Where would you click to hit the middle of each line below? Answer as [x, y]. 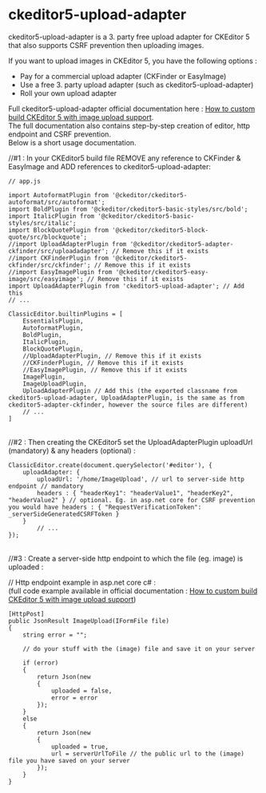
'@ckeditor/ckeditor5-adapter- [182, 244]
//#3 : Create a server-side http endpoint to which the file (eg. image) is [126, 558]
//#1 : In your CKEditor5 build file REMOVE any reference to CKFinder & [125, 158]
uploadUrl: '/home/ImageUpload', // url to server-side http [141, 479]
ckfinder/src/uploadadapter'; [59, 251]
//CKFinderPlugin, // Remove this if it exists [103, 363]
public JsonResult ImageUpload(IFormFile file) [89, 621]
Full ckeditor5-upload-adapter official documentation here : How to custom [132, 109]
